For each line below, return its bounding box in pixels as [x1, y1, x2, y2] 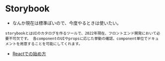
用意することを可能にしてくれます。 [19, 41, 82, 46]
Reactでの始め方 [12, 51, 46, 57]
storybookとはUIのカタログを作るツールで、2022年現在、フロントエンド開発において [5, 31, 157, 36]
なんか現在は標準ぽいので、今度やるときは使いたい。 [12, 20, 122, 26]
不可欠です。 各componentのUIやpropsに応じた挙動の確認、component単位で [8, 36, 148, 41]
